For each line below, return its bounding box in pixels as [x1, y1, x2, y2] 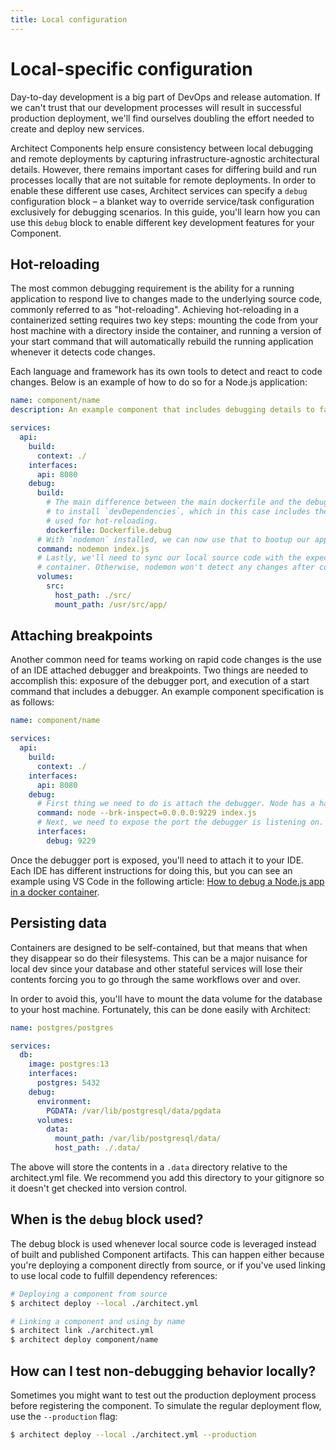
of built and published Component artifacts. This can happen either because [10, 1248, 325, 1260]
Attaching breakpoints [10, 627, 153, 645]
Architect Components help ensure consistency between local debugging [10, 142, 314, 154]
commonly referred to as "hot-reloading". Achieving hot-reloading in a [10, 304, 300, 316]
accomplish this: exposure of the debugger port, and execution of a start [10, 675, 310, 687]
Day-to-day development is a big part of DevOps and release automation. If [10, 91, 321, 103]
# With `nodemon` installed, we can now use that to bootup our [36, 534, 311, 545]
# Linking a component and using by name [10, 1316, 186, 1326]
